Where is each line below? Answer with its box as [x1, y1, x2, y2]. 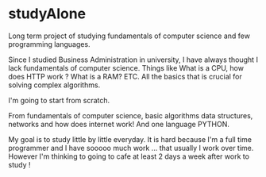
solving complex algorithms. [8, 80, 101, 90]
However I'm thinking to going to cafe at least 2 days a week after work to [8, 152, 250, 161]
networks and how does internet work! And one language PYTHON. [8, 119, 230, 129]
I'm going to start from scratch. [8, 95, 110, 105]
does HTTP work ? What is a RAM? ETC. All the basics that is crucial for [8, 71, 242, 81]
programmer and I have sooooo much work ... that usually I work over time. [8, 143, 254, 152]
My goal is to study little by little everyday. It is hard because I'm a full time [8, 134, 253, 144]
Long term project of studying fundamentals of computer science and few [8, 31, 250, 40]
